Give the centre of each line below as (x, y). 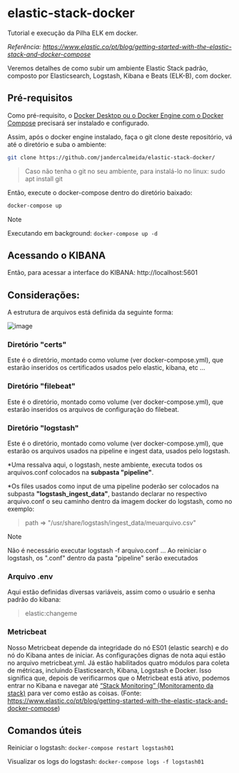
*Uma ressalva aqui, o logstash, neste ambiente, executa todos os (105, 465)
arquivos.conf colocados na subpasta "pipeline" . (81, 473)
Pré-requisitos (40, 98)
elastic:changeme (51, 613)
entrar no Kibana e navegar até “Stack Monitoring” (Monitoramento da (111, 685)
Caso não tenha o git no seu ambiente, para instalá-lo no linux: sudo (125, 171)
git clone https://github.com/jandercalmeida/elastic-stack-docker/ (111, 157)
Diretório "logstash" (43, 428)
